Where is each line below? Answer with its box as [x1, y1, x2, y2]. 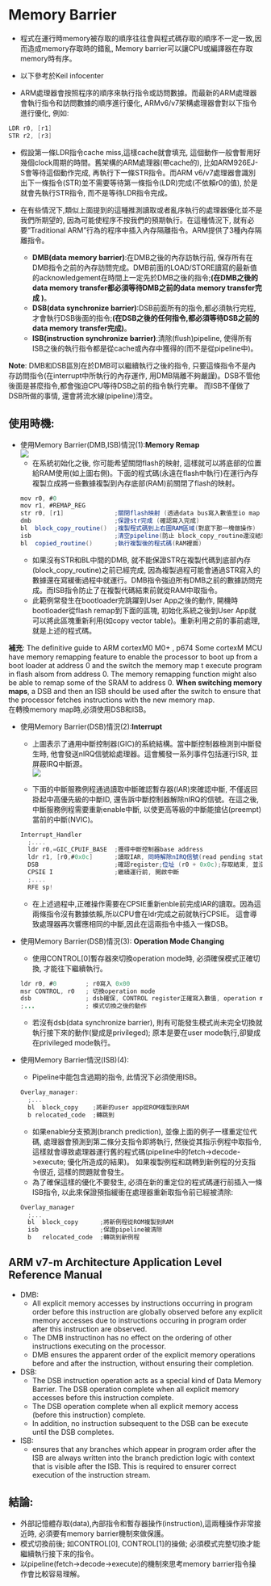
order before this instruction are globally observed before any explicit [31, 1306, 263, 1316]
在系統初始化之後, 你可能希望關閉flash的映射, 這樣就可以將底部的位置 [31, 458, 262, 468]
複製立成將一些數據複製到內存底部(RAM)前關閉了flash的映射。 [31, 478, 240, 488]
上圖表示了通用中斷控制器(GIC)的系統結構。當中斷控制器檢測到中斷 [31, 738, 256, 748]
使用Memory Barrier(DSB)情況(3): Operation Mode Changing [19, 936, 224, 946]
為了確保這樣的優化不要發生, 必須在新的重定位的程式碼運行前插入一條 [31, 1177, 263, 1187]
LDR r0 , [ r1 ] [8, 124, 52, 133]
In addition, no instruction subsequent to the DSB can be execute [31, 1418, 248, 1428]
